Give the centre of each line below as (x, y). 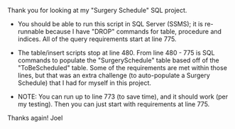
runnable (31, 32)
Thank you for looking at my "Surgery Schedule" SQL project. (97, 10)
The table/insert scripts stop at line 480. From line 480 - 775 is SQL (116, 53)
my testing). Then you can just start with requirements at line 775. (114, 104)
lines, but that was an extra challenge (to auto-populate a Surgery (114, 75)
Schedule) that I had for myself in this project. (84, 83)
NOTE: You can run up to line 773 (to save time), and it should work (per (123, 96)
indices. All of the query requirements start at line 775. (97, 39)
